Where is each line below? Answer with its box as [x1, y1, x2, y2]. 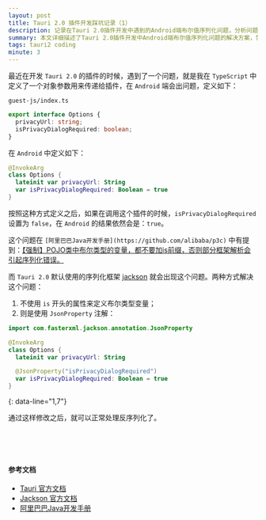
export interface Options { [8, 111, 101, 119]
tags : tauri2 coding [8, 41, 77, 49]
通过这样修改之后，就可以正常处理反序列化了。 [8, 413, 161, 422]
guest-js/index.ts [8, 97, 69, 104]
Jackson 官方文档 [19, 494, 78, 503]
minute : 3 [8, 48, 41, 56]
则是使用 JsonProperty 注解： [19, 308, 116, 317]
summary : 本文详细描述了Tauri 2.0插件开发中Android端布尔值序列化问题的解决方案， [8, 33, 256, 42]
